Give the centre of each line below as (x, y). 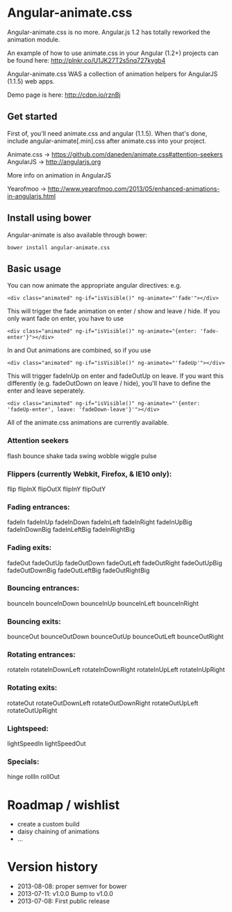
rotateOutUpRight (32, 710)
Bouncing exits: (34, 621)
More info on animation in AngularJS (59, 175)
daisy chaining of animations (58, 832)
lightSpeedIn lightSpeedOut (47, 744)
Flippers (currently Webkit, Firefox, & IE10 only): (90, 473)
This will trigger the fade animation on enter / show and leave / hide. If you (114, 311)
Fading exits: (30, 548)
